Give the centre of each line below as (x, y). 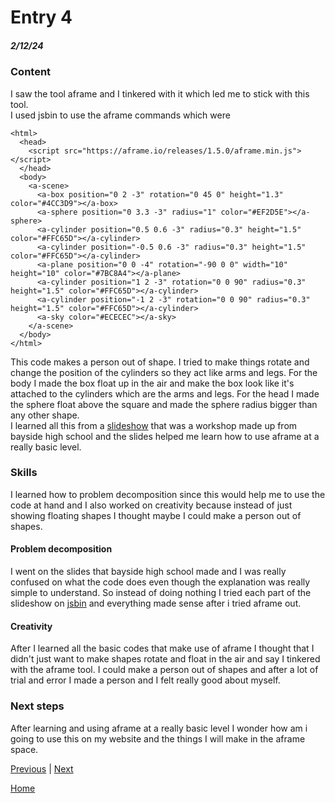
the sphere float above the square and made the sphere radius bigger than (164, 404)
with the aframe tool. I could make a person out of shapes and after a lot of (164, 670)
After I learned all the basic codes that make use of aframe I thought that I (162, 648)
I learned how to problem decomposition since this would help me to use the (168, 494)
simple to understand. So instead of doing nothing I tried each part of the (161, 593)
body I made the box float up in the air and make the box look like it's (152, 383)
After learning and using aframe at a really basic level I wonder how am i (159, 728)
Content (31, 72)
